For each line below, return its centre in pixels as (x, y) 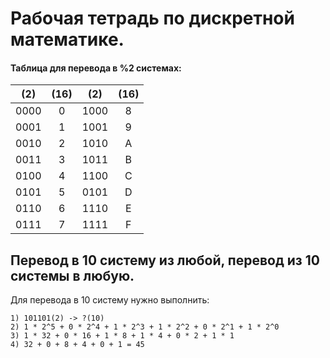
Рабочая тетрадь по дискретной (152, 18)
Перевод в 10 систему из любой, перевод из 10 (165, 260)
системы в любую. (72, 275)
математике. (67, 39)
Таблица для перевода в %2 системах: (96, 68)
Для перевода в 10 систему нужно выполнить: (110, 300)
